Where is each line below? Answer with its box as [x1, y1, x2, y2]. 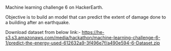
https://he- [81, 29, 105, 35]
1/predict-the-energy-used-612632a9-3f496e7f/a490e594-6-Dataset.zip [5, 40, 160, 46]
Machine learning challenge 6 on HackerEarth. [5, 5, 103, 10]
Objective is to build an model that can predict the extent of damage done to [5, 14, 166, 20]
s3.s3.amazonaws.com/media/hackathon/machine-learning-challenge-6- [5, 35, 161, 40]
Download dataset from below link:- [5, 29, 81, 35]
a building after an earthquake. [5, 20, 70, 25]
